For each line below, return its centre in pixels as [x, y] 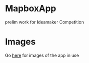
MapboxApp [31, 9]
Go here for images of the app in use [42, 55]
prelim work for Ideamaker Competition [44, 22]
